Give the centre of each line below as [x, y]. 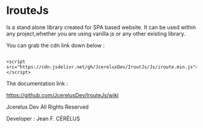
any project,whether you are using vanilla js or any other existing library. [96, 33]
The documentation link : [37, 83]
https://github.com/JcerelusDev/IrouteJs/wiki [63, 95]
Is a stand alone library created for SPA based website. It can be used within [101, 27]
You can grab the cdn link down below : [55, 45]
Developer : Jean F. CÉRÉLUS [43, 118]
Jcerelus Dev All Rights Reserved [47, 107]
